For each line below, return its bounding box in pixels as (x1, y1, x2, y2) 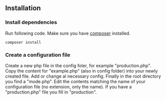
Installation (5, 4, 41, 12)
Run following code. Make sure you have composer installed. (5, 30, 131, 36)
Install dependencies (5, 19, 57, 26)
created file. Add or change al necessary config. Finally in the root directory (5, 73, 161, 79)
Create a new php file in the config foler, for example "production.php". (5, 62, 151, 69)
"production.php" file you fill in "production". (5, 89, 97, 95)
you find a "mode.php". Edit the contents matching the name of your (5, 78, 146, 84)
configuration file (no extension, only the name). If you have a (5, 84, 132, 90)
